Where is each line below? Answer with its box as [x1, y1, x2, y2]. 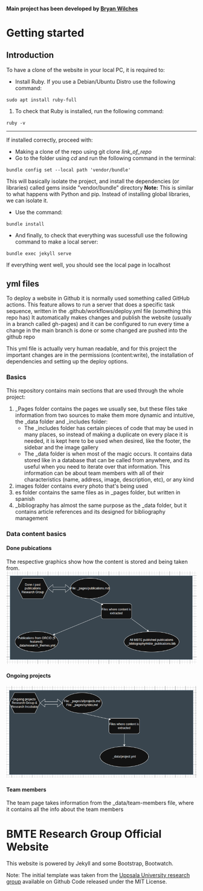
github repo [6, 333, 35, 340]
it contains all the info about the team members [6, 806, 124, 813]
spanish [14, 495, 35, 502]
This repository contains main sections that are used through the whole [6, 386, 184, 394]
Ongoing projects [6, 672, 51, 680]
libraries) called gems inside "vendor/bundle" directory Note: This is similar [6, 184, 194, 191]
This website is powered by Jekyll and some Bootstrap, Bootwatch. [6, 860, 174, 867]
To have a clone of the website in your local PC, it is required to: [6, 66, 165, 73]
